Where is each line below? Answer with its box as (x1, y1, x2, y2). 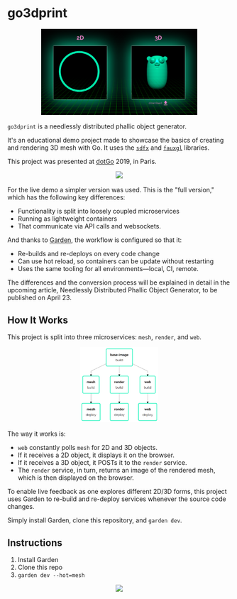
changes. (7, 502, 35, 511)
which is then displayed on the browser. (17, 473, 135, 482)
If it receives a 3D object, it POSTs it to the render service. (17, 458, 187, 467)
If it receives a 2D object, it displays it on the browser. (17, 451, 175, 459)
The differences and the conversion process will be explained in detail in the (7, 278, 231, 287)
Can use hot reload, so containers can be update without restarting (17, 257, 214, 265)
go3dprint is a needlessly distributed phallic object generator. (7, 122, 187, 131)
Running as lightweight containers (17, 214, 118, 223)
